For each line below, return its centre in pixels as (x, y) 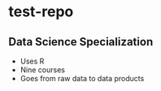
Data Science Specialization (81, 42)
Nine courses (42, 70)
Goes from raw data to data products (82, 78)
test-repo (41, 12)
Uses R (32, 61)
